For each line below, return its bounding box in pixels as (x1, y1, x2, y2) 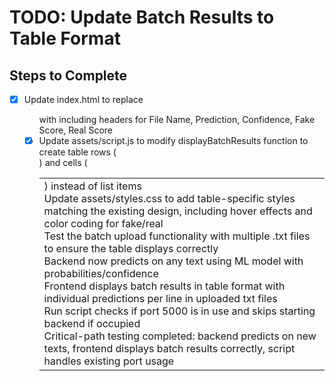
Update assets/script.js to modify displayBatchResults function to (38, 135, 309, 147)
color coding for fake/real (43, 217, 164, 231)
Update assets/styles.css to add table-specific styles (43, 192, 296, 206)
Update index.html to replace (23, 94, 144, 105)
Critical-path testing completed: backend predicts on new (43, 329, 317, 343)
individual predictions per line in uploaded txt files (43, 292, 278, 306)
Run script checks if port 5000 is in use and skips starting (43, 304, 316, 318)
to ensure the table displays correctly (43, 242, 219, 256)
